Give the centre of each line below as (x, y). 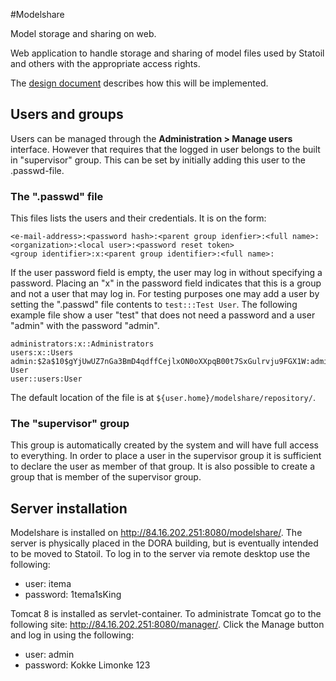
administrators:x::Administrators (82, 344)
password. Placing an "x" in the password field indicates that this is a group (166, 283)
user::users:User (46, 379)
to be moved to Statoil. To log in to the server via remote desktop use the (160, 554)
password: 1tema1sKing (73, 595)
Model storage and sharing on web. (83, 33)
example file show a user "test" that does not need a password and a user (163, 315)
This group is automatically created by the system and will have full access (164, 445)
